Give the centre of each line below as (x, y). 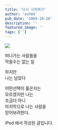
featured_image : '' (24, 28)
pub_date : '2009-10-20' (29, 18)
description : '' (21, 23)
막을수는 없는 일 (20, 62)
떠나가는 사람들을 (21, 56)
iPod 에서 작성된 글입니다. (29, 123)
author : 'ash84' (21, 14)
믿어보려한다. (17, 113)
